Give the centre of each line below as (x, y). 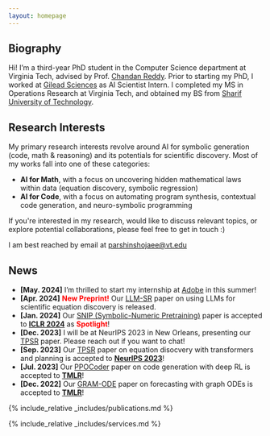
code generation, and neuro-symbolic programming (106, 206)
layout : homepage (37, 16)
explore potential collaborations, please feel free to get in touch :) (117, 230)
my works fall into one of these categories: (79, 164)
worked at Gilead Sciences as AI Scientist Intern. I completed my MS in (126, 85)
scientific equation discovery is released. (88, 307)
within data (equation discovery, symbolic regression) (109, 188)
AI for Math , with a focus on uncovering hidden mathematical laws (131, 180)
